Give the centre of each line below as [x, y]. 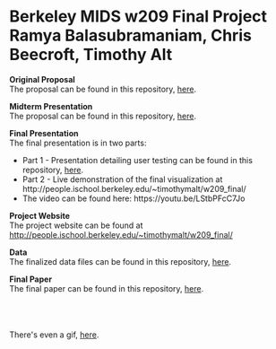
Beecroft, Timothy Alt [91, 55]
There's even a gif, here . [54, 335]
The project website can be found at [76, 225]
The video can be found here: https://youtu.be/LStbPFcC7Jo [134, 198]
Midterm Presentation [51, 106]
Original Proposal [43, 79]
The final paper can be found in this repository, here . [107, 288]
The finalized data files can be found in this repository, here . [120, 261]
